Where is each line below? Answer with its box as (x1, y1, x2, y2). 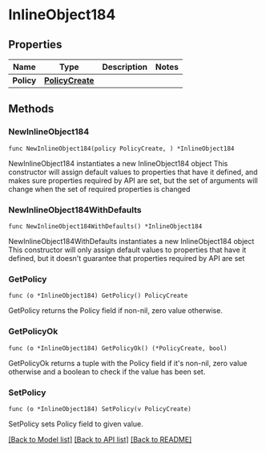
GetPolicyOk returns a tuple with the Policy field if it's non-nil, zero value (8, 358, 248, 368)
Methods (8, 102, 54, 116)
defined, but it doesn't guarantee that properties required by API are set (8, 253, 245, 263)
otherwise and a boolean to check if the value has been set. (8, 367, 206, 377)
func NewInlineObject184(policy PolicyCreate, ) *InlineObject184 (8, 145, 235, 153)
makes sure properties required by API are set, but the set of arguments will (8, 175, 258, 185)
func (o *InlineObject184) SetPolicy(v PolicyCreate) (8, 405, 192, 413)
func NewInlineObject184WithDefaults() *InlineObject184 (8, 222, 203, 230)
